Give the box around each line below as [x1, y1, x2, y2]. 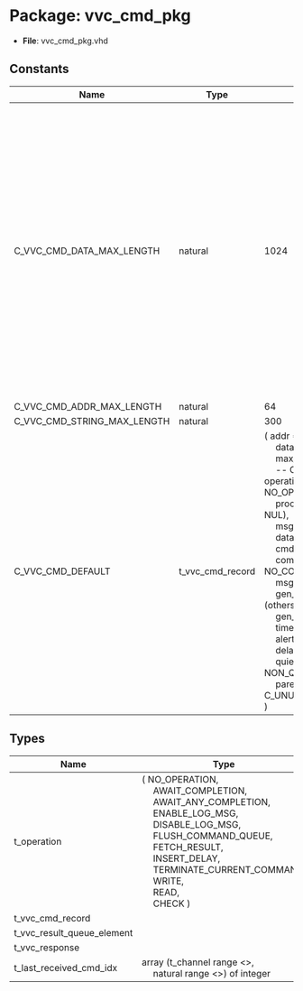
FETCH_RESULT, [152, 840, 224, 853]
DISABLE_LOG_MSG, [152, 818, 242, 830]
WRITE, [152, 875, 185, 887]
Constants [9, 61, 69, 77]
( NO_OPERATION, [141, 773, 219, 785]
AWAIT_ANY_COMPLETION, [152, 795, 271, 808]
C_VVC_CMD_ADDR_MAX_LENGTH [14, 400, 162, 412]
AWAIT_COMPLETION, [152, 784, 248, 797]
